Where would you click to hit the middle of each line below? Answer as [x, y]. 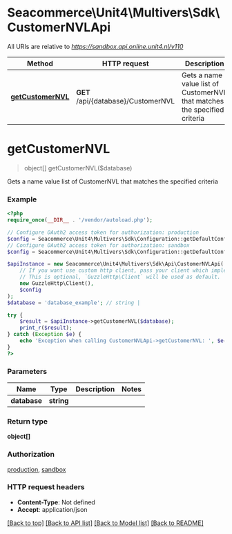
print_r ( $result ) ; [46, 328]
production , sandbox [37, 469]
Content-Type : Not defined [56, 502]
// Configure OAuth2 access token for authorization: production [103, 233]
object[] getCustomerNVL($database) [78, 168]
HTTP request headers [46, 487]
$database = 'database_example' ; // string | [74, 303]
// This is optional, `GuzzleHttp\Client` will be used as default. [120, 277]
